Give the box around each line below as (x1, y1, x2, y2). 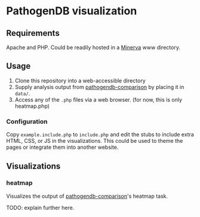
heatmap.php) (14, 102, 50, 109)
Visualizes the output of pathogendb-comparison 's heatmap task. (6, 192, 168, 200)
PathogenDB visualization (6, 4, 137, 18)
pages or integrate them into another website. (6, 143, 119, 151)
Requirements (6, 28, 60, 38)
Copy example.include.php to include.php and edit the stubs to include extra (6, 131, 194, 138)
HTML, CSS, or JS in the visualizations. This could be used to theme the (6, 137, 183, 145)
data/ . (14, 90, 30, 97)
